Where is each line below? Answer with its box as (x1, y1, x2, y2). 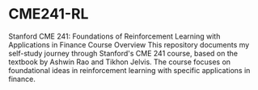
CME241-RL (8, 5, 89, 23)
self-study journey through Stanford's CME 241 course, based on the (8, 48, 239, 58)
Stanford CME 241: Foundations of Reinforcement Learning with (8, 31, 221, 41)
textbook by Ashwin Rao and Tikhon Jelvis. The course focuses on (8, 57, 231, 67)
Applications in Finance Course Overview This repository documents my (8, 39, 250, 49)
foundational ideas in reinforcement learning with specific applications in (8, 65, 251, 75)
